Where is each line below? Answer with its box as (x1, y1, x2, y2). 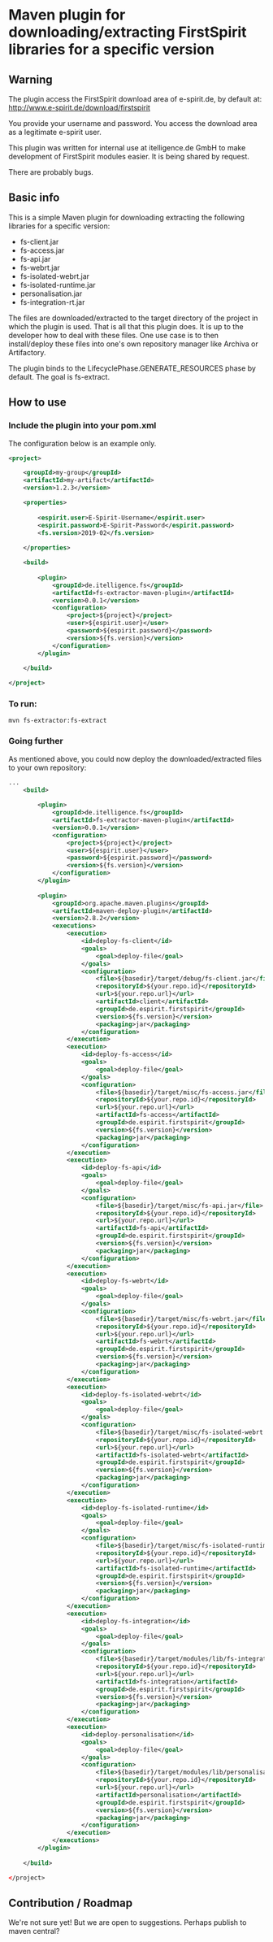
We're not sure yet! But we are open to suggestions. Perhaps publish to (8, 1918, 247, 1927)
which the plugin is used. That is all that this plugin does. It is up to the (8, 321, 244, 331)
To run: (8, 698, 38, 710)
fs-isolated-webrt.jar (19, 271, 90, 281)
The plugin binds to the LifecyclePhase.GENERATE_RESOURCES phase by (8, 363, 256, 373)
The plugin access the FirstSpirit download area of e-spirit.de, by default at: (8, 94, 262, 103)
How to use (8, 396, 67, 410)
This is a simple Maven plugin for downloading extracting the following (8, 212, 245, 222)
